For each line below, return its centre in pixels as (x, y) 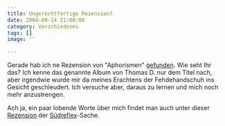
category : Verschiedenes (43, 26)
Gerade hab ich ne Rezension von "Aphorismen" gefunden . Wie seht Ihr (109, 65)
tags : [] (20, 33)
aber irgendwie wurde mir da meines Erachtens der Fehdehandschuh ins (111, 80)
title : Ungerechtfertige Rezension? (60, 13)
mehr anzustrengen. (36, 95)
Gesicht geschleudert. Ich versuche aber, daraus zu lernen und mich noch (113, 87)
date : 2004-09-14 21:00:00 (46, 20)
